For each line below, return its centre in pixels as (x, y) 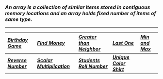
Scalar (45, 61)
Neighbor (90, 49)
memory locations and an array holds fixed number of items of (81, 13)
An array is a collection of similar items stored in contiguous (78, 7)
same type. (19, 19)
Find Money (51, 43)
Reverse (17, 61)
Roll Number (93, 66)
